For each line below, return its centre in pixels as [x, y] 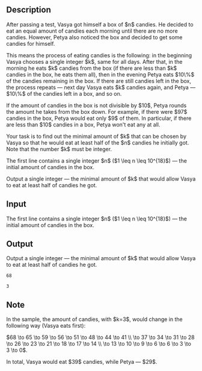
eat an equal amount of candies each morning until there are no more [92, 31]
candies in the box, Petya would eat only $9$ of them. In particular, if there [99, 118]
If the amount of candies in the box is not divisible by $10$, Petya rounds [96, 105]
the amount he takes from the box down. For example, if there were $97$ [97, 111]
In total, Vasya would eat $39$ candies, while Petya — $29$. [82, 362]
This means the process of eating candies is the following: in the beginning [99, 55]
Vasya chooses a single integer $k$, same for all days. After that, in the [94, 61]
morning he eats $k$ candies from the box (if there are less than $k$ [92, 68]
